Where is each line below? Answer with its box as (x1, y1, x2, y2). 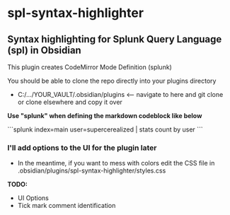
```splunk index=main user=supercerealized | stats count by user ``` (7, 125, 203, 134)
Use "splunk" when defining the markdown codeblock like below (7, 112, 202, 120)
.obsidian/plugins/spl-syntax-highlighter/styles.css (17, 166, 166, 175)
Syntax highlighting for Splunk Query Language (7, 33, 222, 45)
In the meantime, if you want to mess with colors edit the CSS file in (17, 159, 215, 168)
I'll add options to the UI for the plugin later (7, 143, 157, 153)
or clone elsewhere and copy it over (17, 98, 122, 106)
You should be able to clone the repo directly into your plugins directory (7, 76, 217, 85)
